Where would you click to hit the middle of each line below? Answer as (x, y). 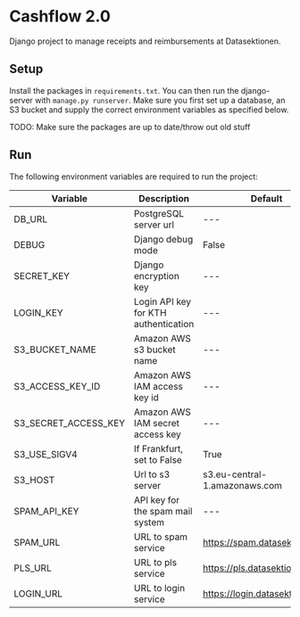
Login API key (162, 301)
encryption (157, 276)
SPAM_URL (37, 542)
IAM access (158, 386)
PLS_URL (33, 568)
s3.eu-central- (235, 474)
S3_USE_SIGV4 (46, 454)
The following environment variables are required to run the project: (134, 177)
